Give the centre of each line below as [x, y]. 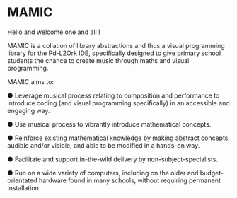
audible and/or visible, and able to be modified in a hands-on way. [104, 145]
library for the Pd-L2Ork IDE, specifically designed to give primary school [114, 53]
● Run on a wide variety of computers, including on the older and [103, 173]
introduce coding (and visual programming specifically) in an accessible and [118, 103]
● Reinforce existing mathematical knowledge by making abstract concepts [118, 138]
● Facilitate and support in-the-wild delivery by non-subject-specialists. [112, 159]
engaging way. [29, 110]
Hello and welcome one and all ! [54, 32]
